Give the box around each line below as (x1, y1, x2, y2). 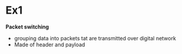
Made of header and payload (14, 41, 85, 48)
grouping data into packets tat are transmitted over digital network (14, 34, 176, 42)
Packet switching (5, 23, 49, 30)
